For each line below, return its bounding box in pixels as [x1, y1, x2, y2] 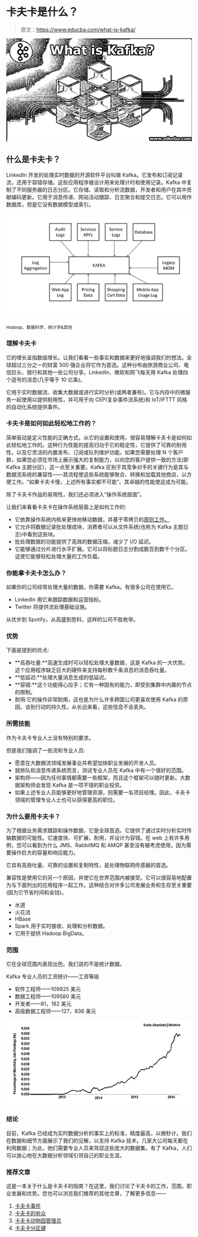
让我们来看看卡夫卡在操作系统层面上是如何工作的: [6, 503, 127, 510]
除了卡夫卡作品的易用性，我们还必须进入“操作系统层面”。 [6, 490, 146, 498]
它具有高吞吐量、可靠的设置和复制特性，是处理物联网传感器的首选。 [6, 862, 171, 869]
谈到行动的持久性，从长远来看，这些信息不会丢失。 [25, 703, 149, 711]
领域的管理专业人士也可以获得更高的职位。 [14, 796, 118, 803]
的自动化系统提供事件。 [6, 403, 63, 410]
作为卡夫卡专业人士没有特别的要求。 [6, 734, 94, 741]
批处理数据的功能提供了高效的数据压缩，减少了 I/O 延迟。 [14, 538, 154, 545]
